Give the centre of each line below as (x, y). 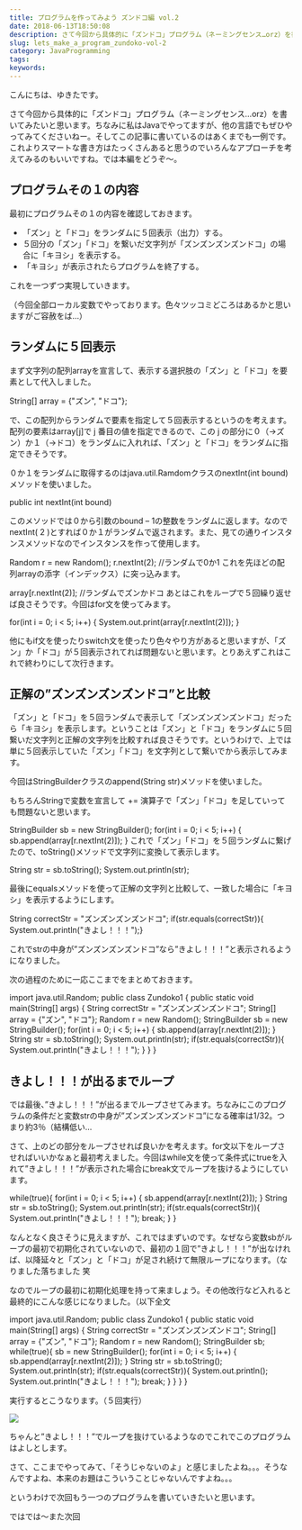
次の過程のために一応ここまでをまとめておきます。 (103, 980)
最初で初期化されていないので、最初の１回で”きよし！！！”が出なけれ (162, 1249)
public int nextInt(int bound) (61, 502)
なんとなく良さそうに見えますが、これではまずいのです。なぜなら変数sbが (147, 1237)
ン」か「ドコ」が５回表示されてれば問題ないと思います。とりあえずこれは (147, 652)
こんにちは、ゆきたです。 (56, 95)
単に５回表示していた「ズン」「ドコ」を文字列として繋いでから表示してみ (145, 751)
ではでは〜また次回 (45, 1516)
